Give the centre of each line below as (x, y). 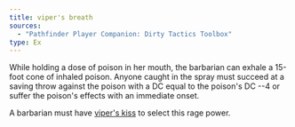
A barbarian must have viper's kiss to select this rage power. (120, 113)
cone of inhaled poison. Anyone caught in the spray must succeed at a (155, 77)
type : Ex (25, 42)
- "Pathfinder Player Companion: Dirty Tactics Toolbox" (125, 34)
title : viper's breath (51, 17)
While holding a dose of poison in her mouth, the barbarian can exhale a (141, 67)
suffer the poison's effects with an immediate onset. (104, 96)
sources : (25, 26)
